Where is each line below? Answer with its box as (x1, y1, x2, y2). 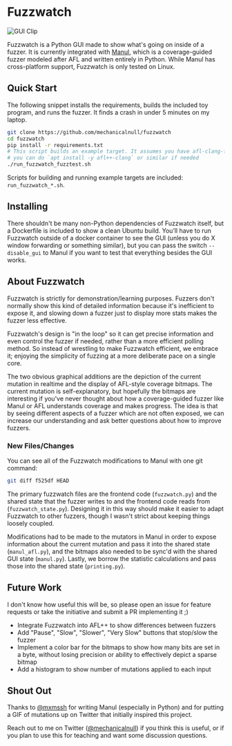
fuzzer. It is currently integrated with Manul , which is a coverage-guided (7, 48, 213, 56)
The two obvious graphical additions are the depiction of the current (7, 372, 202, 381)
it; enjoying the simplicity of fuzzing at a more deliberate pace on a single (7, 352, 216, 360)
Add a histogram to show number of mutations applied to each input (17, 664, 212, 673)
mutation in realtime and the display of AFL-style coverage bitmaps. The (7, 379, 213, 388)
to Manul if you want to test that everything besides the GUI (42, 248, 213, 256)
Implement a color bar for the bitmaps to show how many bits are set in (17, 643, 220, 651)
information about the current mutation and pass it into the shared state (7, 539, 211, 548)
